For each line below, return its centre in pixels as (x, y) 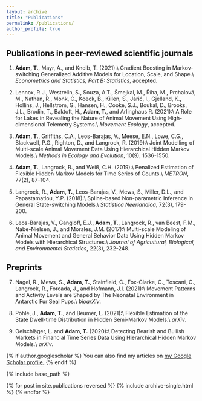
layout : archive (27, 12)
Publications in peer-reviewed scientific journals (100, 53)
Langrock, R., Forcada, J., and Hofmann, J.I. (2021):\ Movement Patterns (105, 289)
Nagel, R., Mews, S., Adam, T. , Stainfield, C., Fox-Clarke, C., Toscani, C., (105, 282)
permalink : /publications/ (40, 23)
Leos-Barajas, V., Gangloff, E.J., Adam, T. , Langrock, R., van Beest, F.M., (105, 223)
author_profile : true (34, 29)
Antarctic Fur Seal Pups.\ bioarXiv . (58, 301)
